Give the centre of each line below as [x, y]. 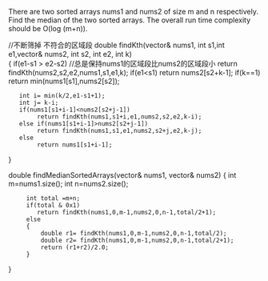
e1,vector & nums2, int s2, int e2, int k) [70, 54]
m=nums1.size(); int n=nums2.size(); [68, 184]
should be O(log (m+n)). [48, 28]
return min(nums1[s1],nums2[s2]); [64, 81]
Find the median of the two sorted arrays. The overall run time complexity [129, 20]
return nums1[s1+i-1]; [75, 145]
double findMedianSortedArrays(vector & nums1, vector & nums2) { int [122, 175]
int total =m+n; [53, 199]
